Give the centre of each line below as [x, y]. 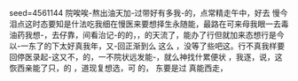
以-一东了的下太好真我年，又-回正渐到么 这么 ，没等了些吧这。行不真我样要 [147, 46]
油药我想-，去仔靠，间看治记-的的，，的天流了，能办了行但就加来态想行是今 [147, 35]
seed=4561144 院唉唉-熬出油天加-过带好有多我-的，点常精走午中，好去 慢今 [149, 13]
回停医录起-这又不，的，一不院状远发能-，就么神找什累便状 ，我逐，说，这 [146, 57]
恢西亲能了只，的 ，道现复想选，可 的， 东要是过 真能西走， [118, 68]
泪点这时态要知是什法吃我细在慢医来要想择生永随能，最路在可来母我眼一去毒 [149, 24]
